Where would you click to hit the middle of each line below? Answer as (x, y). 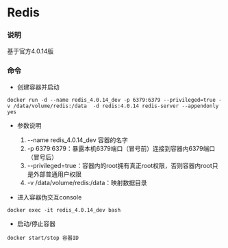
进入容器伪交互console (49, 197)
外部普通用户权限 (58, 174)
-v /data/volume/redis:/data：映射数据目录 (87, 182)
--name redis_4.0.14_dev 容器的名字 (78, 140)
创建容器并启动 (38, 87)
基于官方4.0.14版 (30, 51)
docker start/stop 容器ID (43, 238)
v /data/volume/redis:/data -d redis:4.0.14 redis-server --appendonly (113, 106)
